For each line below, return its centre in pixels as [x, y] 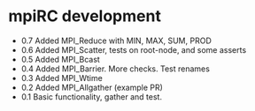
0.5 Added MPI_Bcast [61, 59]
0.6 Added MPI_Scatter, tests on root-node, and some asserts [134, 49]
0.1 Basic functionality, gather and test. [92, 96]
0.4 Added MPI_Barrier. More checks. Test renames [115, 69]
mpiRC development [85, 16]
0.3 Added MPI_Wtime [62, 78]
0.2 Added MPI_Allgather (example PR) [92, 87]
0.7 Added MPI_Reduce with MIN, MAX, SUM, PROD [116, 41]
